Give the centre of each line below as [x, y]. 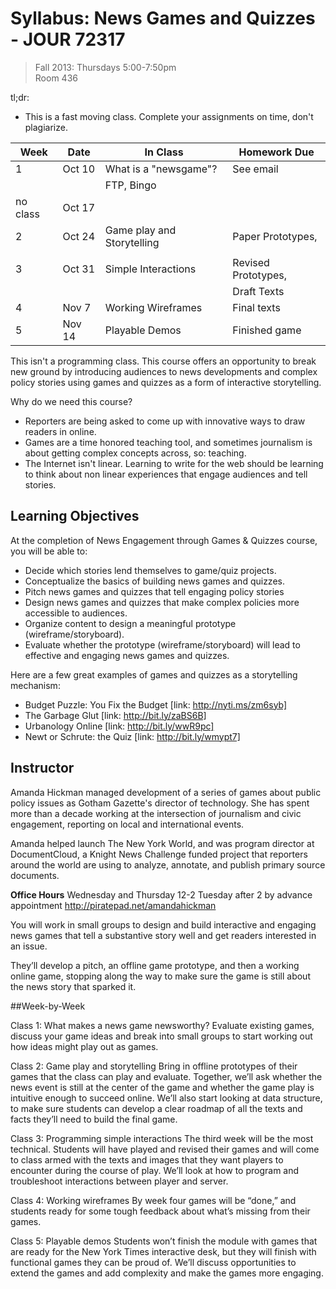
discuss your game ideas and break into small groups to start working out [161, 1036]
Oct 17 [79, 207]
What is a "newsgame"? [161, 169]
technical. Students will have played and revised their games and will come [165, 1149]
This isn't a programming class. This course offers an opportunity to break [163, 361]
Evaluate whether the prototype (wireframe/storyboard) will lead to [162, 644]
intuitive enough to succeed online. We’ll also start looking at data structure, [166, 1098]
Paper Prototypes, [275, 236]
